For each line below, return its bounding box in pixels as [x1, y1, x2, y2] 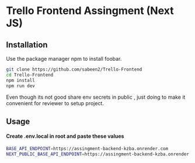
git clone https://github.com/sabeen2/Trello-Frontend [6, 67, 142, 72]
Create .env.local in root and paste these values [6, 133, 124, 140]
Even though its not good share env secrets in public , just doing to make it [6, 93, 186, 100]
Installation [6, 40, 48, 50]
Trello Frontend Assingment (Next [6, 4, 174, 18]
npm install [6, 77, 35, 83]
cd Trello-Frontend [6, 72, 54, 78]
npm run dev [6, 83, 35, 89]
